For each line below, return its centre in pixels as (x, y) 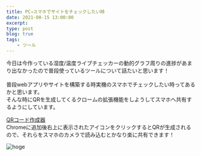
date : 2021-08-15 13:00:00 (40, 17)
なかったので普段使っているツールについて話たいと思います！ (93, 70)
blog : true (20, 34)
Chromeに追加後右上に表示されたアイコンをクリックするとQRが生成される (99, 127)
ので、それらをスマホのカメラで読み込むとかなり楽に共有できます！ (91, 134)
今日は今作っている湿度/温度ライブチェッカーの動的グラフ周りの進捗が (94, 63)
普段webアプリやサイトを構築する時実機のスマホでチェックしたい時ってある (101, 84)
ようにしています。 (35, 107)
